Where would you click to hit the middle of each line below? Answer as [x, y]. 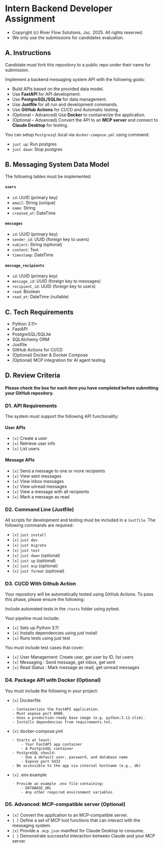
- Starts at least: [32, 740]
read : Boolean [26, 291]
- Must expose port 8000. [38, 713]
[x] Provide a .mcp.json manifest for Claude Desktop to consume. [78, 830]
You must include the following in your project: [52, 691]
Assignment [30, 19]
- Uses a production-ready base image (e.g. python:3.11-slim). [79, 718]
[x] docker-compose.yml [37, 731]
